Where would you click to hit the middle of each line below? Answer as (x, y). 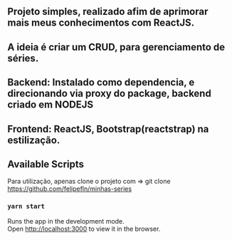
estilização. (34, 140)
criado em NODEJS (51, 105)
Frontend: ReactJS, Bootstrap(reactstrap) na (108, 129)
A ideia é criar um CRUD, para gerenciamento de (116, 47)
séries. (23, 58)
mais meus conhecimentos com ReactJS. (101, 23)
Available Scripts (46, 164)
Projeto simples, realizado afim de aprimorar (108, 12)
